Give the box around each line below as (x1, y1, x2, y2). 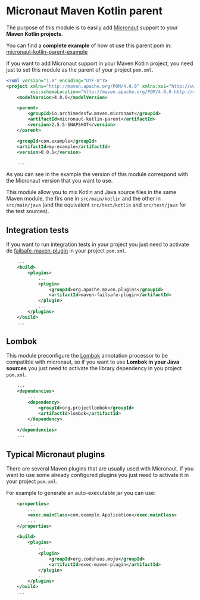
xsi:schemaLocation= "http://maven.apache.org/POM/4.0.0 (30, 88, 171, 95)
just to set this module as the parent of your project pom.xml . (6, 66, 154, 73)
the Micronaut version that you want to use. (6, 177, 113, 184)
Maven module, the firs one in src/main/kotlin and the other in (6, 195, 161, 202)
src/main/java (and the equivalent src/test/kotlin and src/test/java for (6, 201, 186, 208)
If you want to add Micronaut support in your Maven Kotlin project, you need (6, 60, 193, 67)
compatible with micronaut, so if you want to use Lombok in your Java (6, 358, 180, 365)
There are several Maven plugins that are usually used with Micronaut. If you (6, 465, 194, 472)
